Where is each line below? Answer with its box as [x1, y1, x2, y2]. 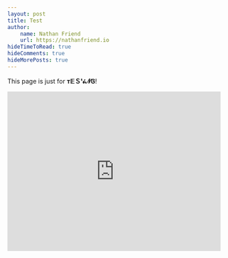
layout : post [7, 10, 46, 18]
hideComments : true [7, 50, 65, 57]
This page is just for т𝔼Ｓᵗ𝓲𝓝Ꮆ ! [7, 77, 97, 85]
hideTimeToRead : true [7, 43, 72, 50]
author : [7, 23, 31, 30]
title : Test [7, 17, 43, 24]
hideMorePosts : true [7, 57, 69, 64]
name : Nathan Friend [20, 30, 81, 38]
